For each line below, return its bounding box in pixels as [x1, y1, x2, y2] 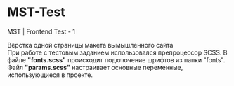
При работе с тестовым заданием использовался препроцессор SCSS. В [7, 48, 228, 57]
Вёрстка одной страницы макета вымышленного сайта [7, 41, 174, 49]
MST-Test [7, 4, 65, 20]
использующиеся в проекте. [7, 71, 93, 79]
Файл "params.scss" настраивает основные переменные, [7, 63, 183, 71]
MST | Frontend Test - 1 [7, 27, 76, 36]
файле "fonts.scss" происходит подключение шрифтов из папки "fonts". [7, 55, 226, 64]
